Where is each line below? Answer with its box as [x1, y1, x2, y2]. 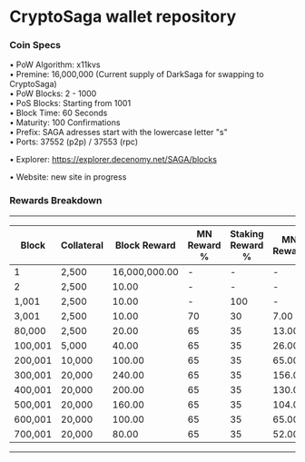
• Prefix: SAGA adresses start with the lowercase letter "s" [9, 127, 229, 138]
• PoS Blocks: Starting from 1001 [9, 98, 132, 109]
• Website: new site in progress [9, 172, 127, 182]
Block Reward [114, 239, 176, 251]
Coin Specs [9, 39, 62, 52]
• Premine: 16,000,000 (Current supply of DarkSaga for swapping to [9, 69, 265, 80]
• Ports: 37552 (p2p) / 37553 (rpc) [9, 136, 139, 147]
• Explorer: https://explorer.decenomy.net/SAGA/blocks [9, 154, 218, 165]
